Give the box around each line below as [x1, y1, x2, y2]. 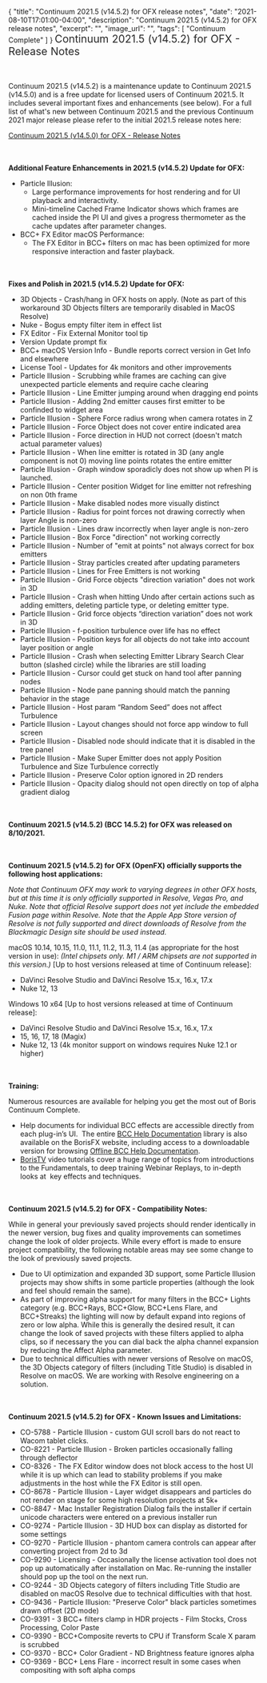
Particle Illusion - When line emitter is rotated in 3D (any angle [19, 448, 225, 457]
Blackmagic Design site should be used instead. [8, 927, 167, 936]
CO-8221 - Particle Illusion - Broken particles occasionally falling [19, 1445, 233, 1454]
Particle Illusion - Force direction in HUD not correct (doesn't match [19, 431, 242, 440]
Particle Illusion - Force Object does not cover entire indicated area [19, 422, 241, 431]
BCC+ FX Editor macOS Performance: [19, 229, 145, 239]
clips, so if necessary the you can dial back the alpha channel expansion [19, 1337, 259, 1346]
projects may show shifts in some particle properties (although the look [19, 1278, 255, 1286]
